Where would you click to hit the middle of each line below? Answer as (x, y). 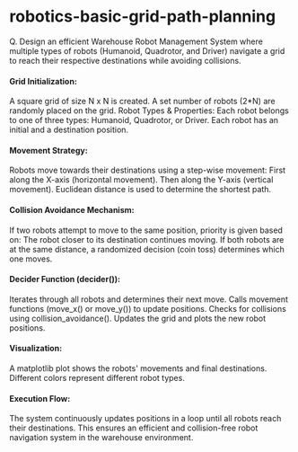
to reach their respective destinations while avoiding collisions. (125, 60)
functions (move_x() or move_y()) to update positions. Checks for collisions (148, 308)
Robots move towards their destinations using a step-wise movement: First (147, 170)
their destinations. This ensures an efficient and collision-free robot (134, 428)
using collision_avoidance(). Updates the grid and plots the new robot (138, 318)
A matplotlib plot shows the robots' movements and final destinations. (138, 368)
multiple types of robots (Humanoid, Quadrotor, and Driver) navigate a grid (147, 50)
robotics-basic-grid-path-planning (143, 17)
